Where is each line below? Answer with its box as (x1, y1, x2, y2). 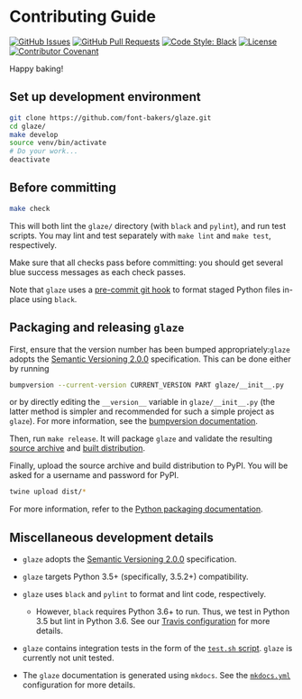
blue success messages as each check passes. (9, 266, 187, 277)
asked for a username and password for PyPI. (9, 470, 179, 481)
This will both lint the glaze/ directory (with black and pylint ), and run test (9, 220, 287, 231)
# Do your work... (9, 147, 78, 156)
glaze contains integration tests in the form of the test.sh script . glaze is (22, 643, 293, 654)
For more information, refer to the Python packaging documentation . (9, 503, 263, 515)
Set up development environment (9, 89, 201, 105)
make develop (9, 130, 59, 139)
